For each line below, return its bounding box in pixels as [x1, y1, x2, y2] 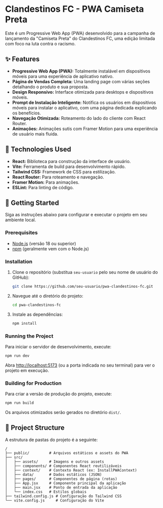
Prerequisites [5, 229, 38, 236]
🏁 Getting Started [5, 199, 59, 207]
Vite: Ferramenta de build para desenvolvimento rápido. [12, 164, 126, 169]
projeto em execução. [5, 367, 49, 373]
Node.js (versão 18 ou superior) [12, 240, 76, 246]
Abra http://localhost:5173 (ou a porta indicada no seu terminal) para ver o [5, 362, 155, 368]
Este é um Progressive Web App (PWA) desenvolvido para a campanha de [5, 30, 156, 36]
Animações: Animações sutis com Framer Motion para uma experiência [12, 126, 158, 132]
